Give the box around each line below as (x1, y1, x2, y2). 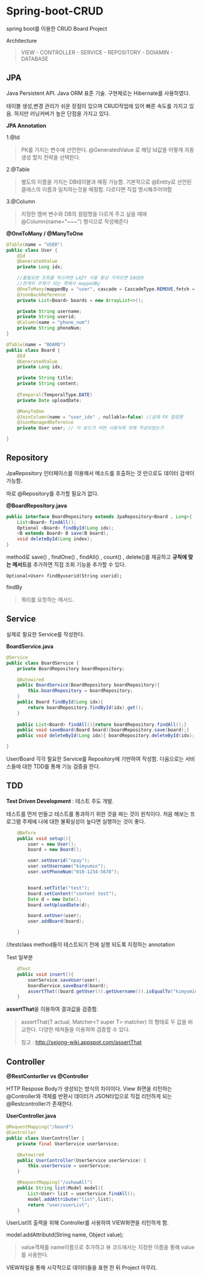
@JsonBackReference (17, 292, 66, 298)
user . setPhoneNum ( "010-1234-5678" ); (28, 869, 120, 875)
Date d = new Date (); (28, 896, 82, 902)
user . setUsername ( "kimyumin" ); (28, 863, 106, 869)
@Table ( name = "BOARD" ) (6, 341, 66, 348)
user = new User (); (28, 841, 77, 847)
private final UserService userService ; (17, 1141, 120, 1147)
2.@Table (6, 165, 30, 173)
